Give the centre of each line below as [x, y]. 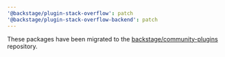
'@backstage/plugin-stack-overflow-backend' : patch [82, 20]
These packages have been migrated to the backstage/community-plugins [113, 39]
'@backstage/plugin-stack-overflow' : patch [70, 13]
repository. [22, 46]
